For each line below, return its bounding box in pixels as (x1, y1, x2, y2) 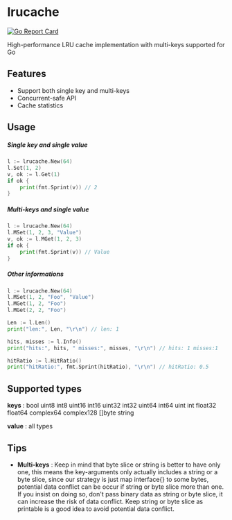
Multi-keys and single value (7, 205, 89, 214)
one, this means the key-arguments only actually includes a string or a (17, 467, 218, 476)
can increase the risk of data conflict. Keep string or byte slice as (17, 497, 203, 505)
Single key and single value (7, 140, 88, 149)
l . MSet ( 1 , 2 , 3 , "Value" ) (7, 229, 82, 236)
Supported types (7, 383, 82, 395)
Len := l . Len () (7, 320, 51, 327)
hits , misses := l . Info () (7, 338, 82, 345)
